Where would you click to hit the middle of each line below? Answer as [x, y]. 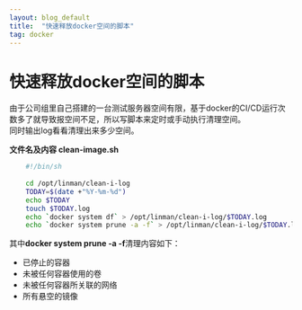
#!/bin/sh [44, 167]
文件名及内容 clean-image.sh [64, 150]
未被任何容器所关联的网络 [70, 285]
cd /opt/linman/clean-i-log [78, 184]
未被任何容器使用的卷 [62, 274]
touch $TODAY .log [58, 208]
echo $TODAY [48, 200]
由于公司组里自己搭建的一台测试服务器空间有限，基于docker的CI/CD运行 [144, 108]
